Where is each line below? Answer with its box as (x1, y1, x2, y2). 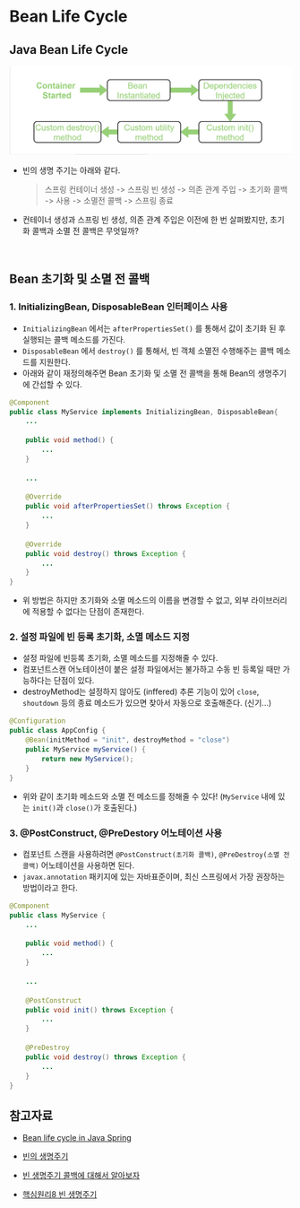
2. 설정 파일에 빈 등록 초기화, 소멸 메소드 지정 (9, 630, 191, 643)
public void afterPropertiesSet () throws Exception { (25, 502, 230, 511)
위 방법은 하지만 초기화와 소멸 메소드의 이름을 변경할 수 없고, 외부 (21, 595, 249, 606)
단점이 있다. (53, 675, 95, 686)
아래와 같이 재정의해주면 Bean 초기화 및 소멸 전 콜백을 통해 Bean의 (21, 368, 256, 378)
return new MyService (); (41, 754, 134, 763)
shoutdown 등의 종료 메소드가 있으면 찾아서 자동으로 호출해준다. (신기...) (21, 698, 272, 708)
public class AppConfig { (9, 726, 106, 735)
